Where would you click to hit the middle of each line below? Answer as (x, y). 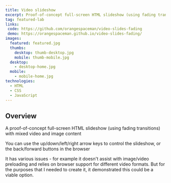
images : (13, 39)
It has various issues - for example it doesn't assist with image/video (77, 159)
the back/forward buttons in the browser (48, 149)
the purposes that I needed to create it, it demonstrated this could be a (79, 170)
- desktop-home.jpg (35, 67)
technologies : (20, 81)
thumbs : (18, 48)
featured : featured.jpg (35, 43)
